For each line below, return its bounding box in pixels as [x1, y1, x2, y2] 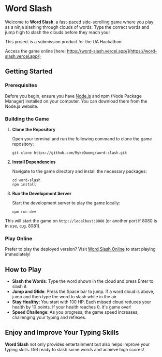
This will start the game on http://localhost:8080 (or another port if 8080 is [5, 218, 157, 223]
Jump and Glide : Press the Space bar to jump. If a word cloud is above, [12, 289, 155, 294]
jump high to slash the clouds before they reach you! [5, 29, 110, 35]
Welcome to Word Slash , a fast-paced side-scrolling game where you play [5, 19, 154, 25]
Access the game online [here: [5, 48, 66, 54]
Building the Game [5, 115, 49, 122]
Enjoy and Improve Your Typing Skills [5, 328, 119, 337]
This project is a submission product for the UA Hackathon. [5, 38, 123, 44]
